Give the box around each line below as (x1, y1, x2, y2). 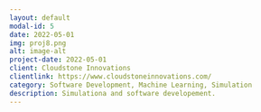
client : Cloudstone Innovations (9, 64, 131, 73)
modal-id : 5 (9, 22, 54, 31)
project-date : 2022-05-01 (9, 55, 107, 64)
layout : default (9, 13, 70, 23)
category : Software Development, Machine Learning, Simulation (9, 80, 253, 89)
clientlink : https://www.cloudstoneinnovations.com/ (9, 72, 212, 81)
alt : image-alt (9, 47, 67, 56)
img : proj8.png (9, 38, 67, 48)
